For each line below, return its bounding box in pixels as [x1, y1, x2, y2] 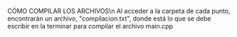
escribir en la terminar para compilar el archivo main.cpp [7, 22, 173, 30]
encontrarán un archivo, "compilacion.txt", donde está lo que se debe [7, 14, 211, 23]
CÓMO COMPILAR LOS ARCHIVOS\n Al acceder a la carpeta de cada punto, [7, 7, 231, 15]
